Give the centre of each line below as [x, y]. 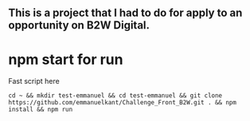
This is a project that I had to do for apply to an [125, 13]
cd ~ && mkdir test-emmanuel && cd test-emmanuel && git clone [115, 96]
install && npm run [41, 110]
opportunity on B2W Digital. [79, 26]
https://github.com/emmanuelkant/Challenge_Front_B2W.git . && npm [123, 103]
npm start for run [66, 59]
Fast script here [34, 81]
